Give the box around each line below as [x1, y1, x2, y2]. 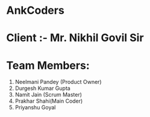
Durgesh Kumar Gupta [14, 85, 70, 92]
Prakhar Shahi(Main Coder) [14, 97, 83, 105]
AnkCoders [6, 4, 64, 17]
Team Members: [6, 58, 90, 72]
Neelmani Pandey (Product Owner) [14, 79, 102, 86]
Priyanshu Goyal [14, 104, 56, 111]
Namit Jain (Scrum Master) [14, 91, 83, 98]
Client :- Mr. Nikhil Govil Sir [6, 31, 144, 45]
